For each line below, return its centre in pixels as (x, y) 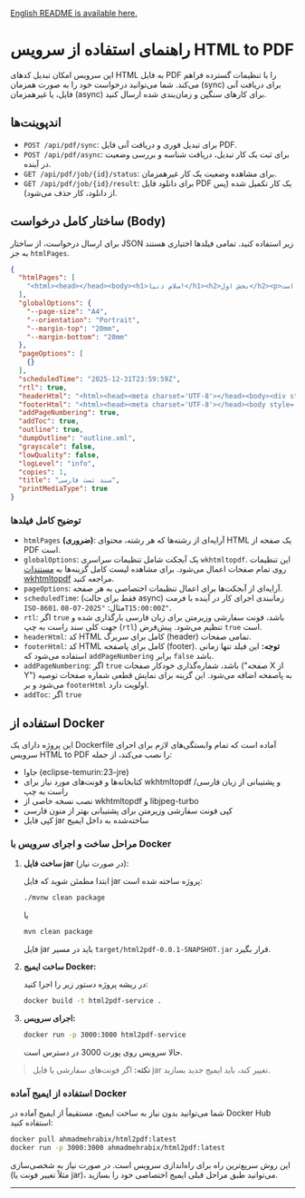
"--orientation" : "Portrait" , (84, 320)
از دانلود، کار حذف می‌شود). (70, 192)
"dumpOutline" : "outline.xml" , (77, 438)
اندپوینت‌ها (36, 123)
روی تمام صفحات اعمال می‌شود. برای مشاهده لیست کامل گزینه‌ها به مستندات (155, 569)
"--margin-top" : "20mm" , (73, 329)
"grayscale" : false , (57, 447)
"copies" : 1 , (43, 472)
